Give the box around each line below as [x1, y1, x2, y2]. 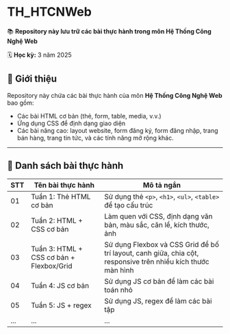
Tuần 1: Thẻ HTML [30, 192, 91, 201]
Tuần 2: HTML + [30, 216, 84, 225]
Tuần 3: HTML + [30, 244, 84, 253]
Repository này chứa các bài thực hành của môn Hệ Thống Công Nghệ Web [7, 91, 222, 99]
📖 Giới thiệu [7, 73, 57, 85]
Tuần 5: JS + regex [30, 300, 92, 310]
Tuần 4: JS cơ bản [30, 281, 90, 290]
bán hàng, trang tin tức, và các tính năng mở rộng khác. [16, 133, 175, 142]
